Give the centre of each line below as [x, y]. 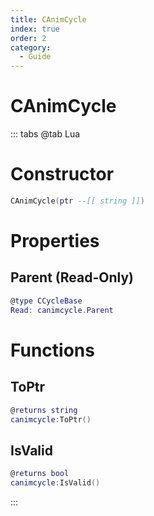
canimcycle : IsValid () [55, 483]
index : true [35, 29]
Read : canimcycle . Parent [62, 310]
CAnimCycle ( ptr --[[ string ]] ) [77, 201]
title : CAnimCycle [48, 19]
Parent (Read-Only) [72, 277]
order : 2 [28, 38]
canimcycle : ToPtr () [51, 419]
